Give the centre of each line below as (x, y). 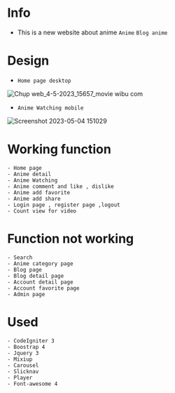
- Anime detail (29, 174)
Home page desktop (44, 81)
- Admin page (26, 294)
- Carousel (23, 365)
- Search (20, 258)
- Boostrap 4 (26, 347)
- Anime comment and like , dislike (61, 186)
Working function (59, 149)
